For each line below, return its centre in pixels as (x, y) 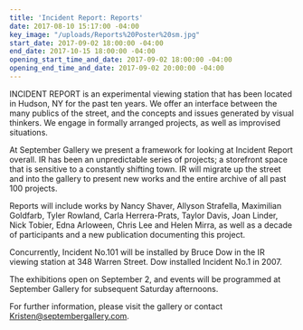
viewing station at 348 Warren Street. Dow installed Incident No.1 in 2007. (146, 261)
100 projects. (33, 188)
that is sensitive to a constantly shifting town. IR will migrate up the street (146, 169)
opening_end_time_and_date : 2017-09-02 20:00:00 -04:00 (117, 69)
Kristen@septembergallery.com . (69, 316)
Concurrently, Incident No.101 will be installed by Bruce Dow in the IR (137, 252)
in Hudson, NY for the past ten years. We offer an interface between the (143, 103)
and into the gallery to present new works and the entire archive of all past (148, 178)
